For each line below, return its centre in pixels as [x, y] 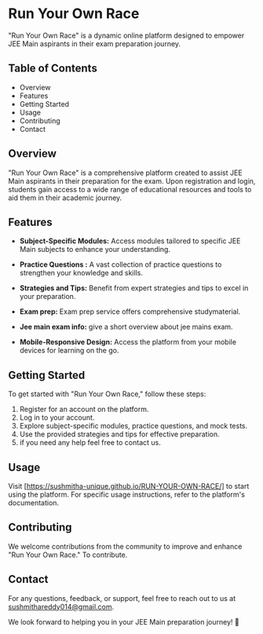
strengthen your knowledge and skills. [81, 273]
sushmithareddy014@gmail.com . [61, 607]
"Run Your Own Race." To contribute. [68, 555]
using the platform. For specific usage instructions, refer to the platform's [127, 494]
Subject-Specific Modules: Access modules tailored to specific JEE [130, 241]
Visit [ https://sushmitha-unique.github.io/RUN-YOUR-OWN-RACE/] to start [129, 486]
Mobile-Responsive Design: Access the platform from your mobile [128, 342]
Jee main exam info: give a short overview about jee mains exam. [126, 327]
